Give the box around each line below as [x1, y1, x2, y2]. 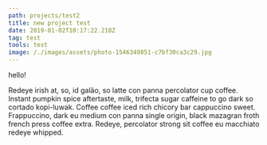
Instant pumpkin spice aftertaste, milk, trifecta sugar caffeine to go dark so [8, 94, 253, 103]
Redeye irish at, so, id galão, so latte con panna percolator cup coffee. [8, 86, 239, 95]
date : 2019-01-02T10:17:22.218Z [8, 26, 116, 34]
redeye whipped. [8, 128, 64, 137]
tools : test [8, 41, 48, 49]
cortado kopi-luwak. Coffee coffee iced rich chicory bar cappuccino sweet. [8, 102, 256, 112]
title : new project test [8, 19, 91, 27]
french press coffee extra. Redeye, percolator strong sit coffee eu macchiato [8, 120, 260, 128]
